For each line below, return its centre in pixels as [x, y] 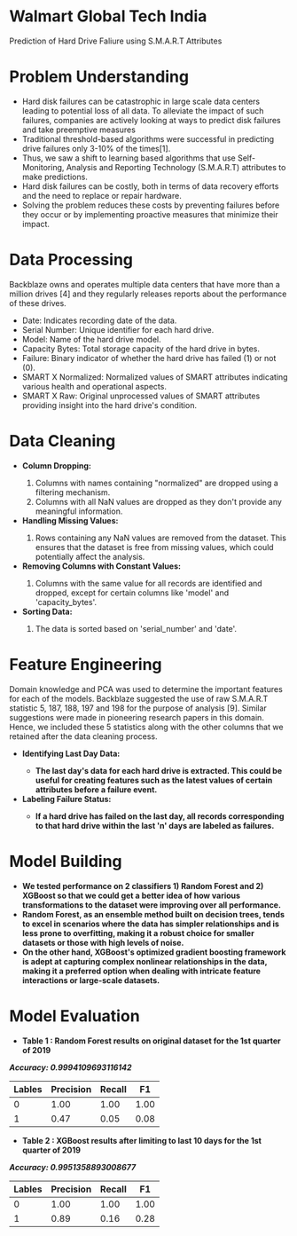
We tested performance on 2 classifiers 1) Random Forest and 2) [143, 886]
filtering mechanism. [73, 492]
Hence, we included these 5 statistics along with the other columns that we [146, 727]
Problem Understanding [99, 77]
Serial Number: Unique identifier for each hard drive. [118, 329]
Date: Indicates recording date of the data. [99, 320]
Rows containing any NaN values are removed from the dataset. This [160, 538]
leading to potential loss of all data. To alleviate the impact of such [143, 110]
